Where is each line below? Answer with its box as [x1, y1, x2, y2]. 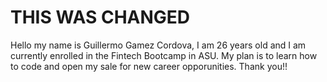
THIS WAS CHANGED [10, 6, 191, 29]
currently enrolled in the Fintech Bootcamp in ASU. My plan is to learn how [10, 49, 318, 61]
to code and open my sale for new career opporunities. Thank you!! [10, 60, 288, 72]
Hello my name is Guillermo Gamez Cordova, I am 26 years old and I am [10, 39, 307, 51]
